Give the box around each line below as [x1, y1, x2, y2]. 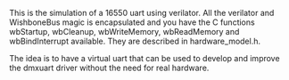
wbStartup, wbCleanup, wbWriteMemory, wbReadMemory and [9, 27, 240, 36]
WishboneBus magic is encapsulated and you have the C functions [9, 17, 256, 28]
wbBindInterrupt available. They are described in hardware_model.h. [9, 36, 261, 46]
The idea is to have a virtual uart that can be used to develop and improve [9, 53, 280, 63]
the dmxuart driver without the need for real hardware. [9, 62, 210, 73]
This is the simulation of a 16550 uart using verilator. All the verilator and [9, 8, 275, 18]
